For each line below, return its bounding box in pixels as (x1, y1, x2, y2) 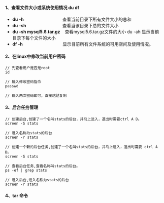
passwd (5, 84, 19, 89)
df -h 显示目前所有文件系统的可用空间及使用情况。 (12, 41, 154, 47)
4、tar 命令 (5, 193, 28, 199)
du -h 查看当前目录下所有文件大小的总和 (12, 16, 131, 22)
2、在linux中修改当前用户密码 (5, 53, 66, 59)
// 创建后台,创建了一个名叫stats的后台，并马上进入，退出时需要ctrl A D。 (5, 117, 142, 122)
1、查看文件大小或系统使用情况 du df (5, 4, 80, 10)
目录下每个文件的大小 (12, 35, 56, 41)
